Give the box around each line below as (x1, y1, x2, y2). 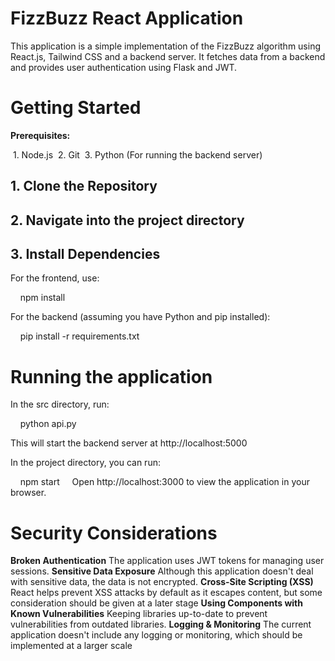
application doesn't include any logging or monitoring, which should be (10, 629, 303, 641)
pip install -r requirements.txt (19, 330, 140, 342)
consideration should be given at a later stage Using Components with (10, 597, 303, 609)
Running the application (10, 365, 213, 388)
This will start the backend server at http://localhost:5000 (10, 437, 248, 449)
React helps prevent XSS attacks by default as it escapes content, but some (10, 587, 323, 599)
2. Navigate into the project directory (10, 212, 245, 229)
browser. (10, 487, 47, 499)
